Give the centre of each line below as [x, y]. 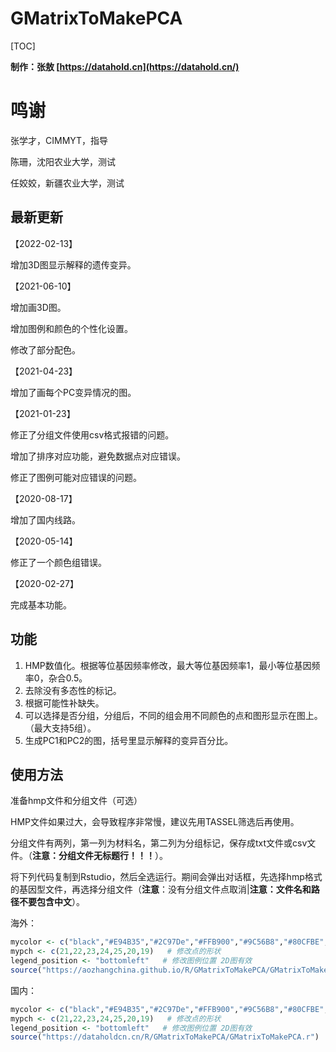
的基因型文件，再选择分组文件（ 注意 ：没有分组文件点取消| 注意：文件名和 [161, 889]
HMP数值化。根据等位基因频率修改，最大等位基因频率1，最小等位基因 [168, 665]
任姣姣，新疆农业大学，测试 [67, 183]
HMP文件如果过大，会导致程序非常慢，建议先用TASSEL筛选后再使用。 [155, 822]
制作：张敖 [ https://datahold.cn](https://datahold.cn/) [125, 66]
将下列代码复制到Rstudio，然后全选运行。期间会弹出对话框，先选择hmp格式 [166, 877]
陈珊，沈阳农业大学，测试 [63, 161]
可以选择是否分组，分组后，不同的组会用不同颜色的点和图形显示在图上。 [173, 715]
